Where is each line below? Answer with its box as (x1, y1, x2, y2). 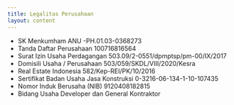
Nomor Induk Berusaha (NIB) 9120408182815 (17, 82, 151, 90)
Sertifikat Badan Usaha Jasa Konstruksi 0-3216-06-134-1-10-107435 (17, 74, 219, 82)
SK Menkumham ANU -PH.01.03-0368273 (17, 36, 142, 45)
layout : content (7, 17, 55, 24)
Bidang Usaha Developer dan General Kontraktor (17, 89, 161, 98)
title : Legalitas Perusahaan (7, 10, 94, 18)
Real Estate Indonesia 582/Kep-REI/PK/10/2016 (17, 67, 156, 75)
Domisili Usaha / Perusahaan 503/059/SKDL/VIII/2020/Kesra (17, 59, 196, 67)
